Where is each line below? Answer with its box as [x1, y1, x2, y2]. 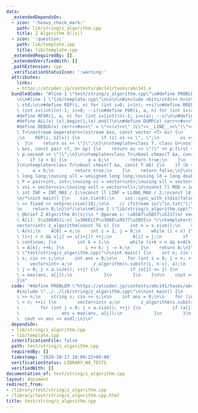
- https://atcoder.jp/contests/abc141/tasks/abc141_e [16, 86, 151, 91]
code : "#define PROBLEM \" [11, 283, 78, 289]
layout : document [6, 376, 49, 382]
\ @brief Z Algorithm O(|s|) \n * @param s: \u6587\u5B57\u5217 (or [16, 212, 183, 218]
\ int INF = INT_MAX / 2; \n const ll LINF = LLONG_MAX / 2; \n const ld [16, 189, 192, 195]
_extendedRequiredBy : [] [11, 53, 72, 58]
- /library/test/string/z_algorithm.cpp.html [6, 393, 120, 399]
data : [6, 8, 19, 15]
